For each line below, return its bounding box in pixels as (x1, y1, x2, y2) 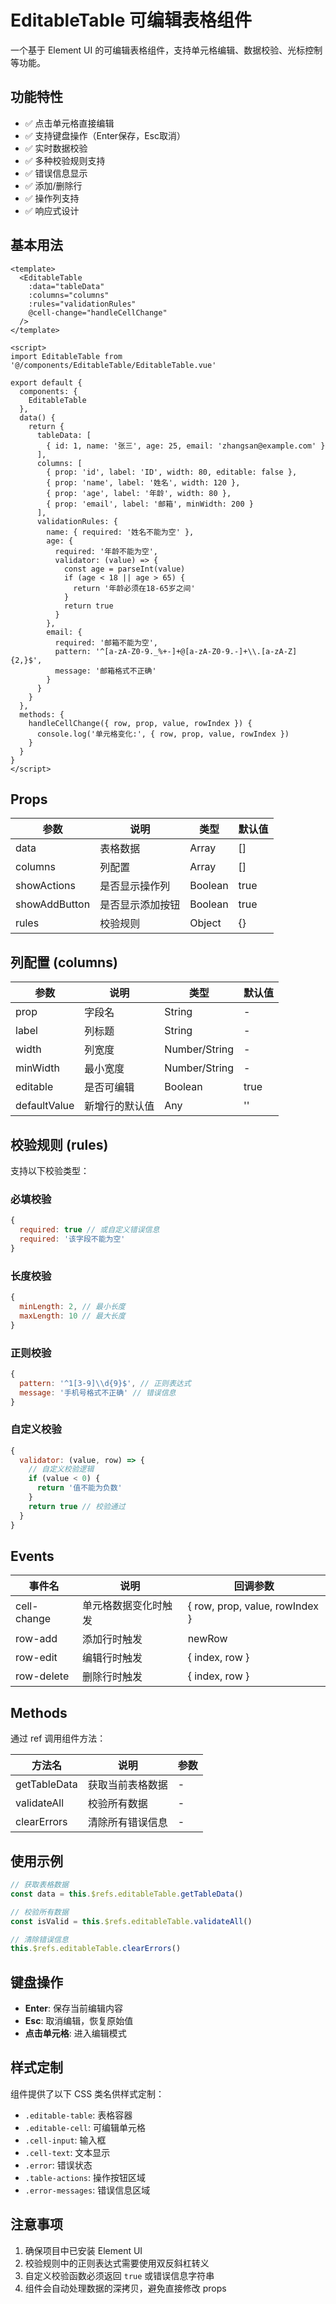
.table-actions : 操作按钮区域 (24, 2171, 147, 2183)
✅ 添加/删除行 (24, 179, 83, 191)
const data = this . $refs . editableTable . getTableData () (10, 1889, 244, 1899)
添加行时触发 (81, 1632, 143, 1646)
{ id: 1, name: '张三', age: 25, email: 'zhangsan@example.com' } (46, 441, 326, 451)
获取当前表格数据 (87, 1778, 168, 1792)
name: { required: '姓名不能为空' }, (46, 527, 195, 537)
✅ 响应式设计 (24, 204, 80, 216)
